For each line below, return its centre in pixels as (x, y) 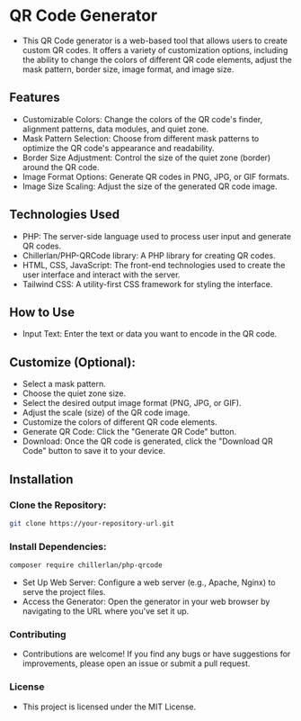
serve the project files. (64, 591)
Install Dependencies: (58, 546)
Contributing (38, 634)
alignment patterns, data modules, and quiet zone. (115, 129)
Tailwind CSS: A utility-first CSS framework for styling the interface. (147, 284)
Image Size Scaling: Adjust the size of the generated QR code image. (150, 186)
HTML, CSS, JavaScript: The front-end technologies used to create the (154, 265)
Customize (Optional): (73, 362)
